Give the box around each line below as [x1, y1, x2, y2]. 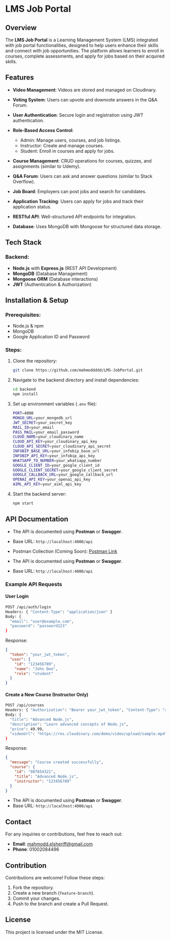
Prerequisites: [5, 311, 41, 318]
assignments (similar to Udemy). [12, 163, 81, 169]
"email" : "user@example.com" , [10, 619, 74, 624]
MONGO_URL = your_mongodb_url [12, 415, 72, 420]
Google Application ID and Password [12, 334, 90, 340]
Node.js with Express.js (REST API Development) [12, 265, 117, 271]
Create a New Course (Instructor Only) [5, 691, 89, 697]
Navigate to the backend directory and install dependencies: [12, 377, 139, 383]
